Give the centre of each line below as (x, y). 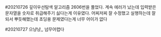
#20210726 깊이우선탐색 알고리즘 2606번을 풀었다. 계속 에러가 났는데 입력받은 (81, 7)
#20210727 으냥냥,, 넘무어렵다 (35, 29)
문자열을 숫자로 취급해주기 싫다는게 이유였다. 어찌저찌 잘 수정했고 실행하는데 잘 (80, 13)
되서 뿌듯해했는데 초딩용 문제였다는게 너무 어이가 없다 (56, 19)
